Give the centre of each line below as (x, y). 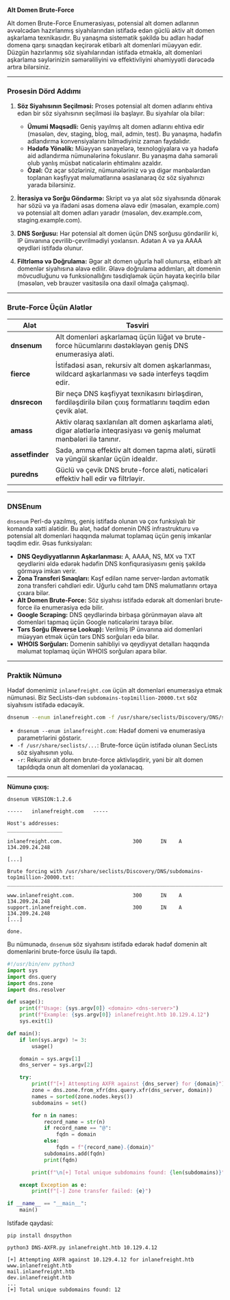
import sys (23, 971)
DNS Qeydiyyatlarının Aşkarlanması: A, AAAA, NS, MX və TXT (106, 556)
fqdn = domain (76, 1135)
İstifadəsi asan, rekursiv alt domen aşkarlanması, (134, 365)
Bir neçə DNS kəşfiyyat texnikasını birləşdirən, (129, 393)
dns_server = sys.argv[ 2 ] (56, 1065)
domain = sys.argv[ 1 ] (50, 1059)
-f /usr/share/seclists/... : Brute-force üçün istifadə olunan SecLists (117, 745)
